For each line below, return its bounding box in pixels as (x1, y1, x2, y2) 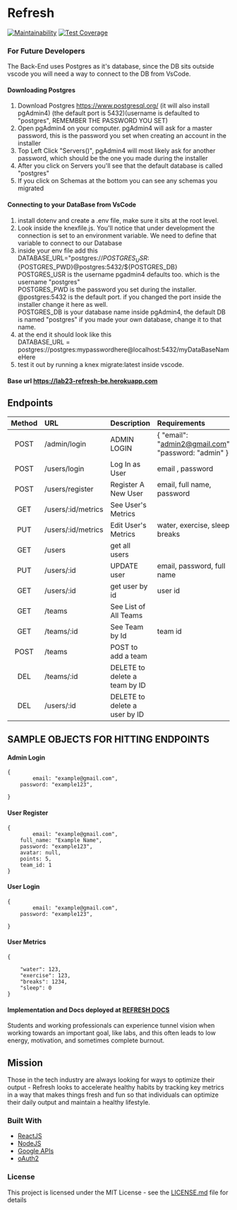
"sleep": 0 (20, 984, 52, 991)
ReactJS (17, 1132, 42, 1140)
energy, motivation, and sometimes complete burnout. (7, 1036, 165, 1045)
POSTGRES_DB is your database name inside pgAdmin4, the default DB (17, 308, 226, 316)
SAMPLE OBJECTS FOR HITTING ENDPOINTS (7, 733, 209, 745)
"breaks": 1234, (20, 978, 68, 986)
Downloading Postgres (7, 86, 76, 94)
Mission (7, 1057, 44, 1069)
